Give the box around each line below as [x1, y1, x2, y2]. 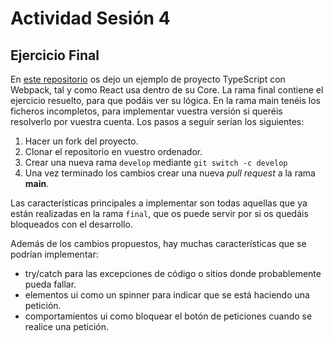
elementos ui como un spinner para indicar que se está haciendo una [24, 289, 310, 301]
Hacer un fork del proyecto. [24, 135, 139, 147]
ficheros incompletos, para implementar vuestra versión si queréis [10, 105, 283, 117]
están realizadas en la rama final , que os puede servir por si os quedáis [10, 208, 309, 219]
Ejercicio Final [10, 47, 100, 64]
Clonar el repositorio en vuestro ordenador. [24, 146, 203, 157]
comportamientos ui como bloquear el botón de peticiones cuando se [24, 310, 313, 322]
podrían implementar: [10, 248, 99, 260]
